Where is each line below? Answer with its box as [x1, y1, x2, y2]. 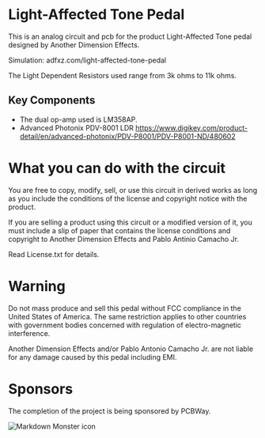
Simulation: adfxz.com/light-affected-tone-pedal [8, 55, 167, 65]
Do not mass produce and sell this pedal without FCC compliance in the [8, 303, 241, 313]
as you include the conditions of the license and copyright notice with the [8, 194, 248, 203]
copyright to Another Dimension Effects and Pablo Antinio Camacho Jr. [8, 234, 240, 244]
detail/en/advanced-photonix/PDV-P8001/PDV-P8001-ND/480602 [19, 131, 236, 141]
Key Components [8, 93, 96, 108]
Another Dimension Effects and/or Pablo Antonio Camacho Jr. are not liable [8, 344, 254, 353]
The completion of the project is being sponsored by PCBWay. [8, 406, 211, 416]
